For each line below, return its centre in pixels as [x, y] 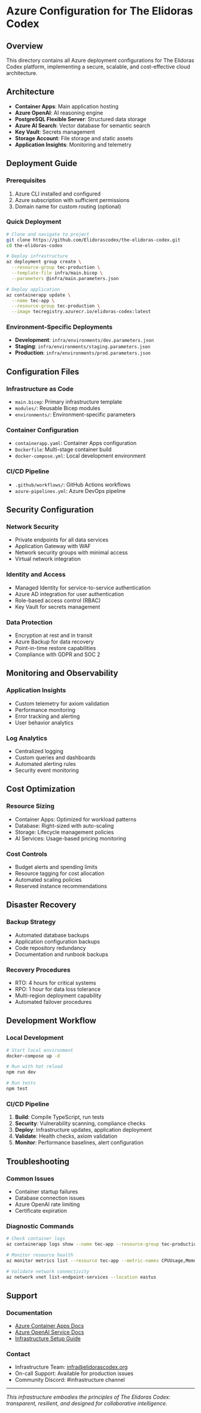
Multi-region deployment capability [58, 995]
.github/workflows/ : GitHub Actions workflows [73, 485]
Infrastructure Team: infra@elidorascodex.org [71, 1367]
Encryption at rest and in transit [54, 635]
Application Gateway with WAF [53, 546]
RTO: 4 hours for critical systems [56, 982]
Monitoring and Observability [62, 673]
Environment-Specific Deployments [59, 327]
